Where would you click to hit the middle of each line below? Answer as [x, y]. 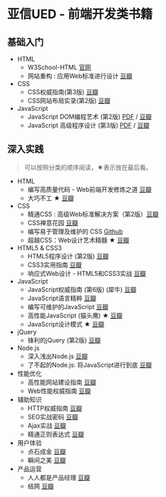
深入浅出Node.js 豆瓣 [58, 356]
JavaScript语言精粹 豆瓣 [62, 298]
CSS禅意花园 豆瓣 [53, 223]
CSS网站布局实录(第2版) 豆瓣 [69, 101]
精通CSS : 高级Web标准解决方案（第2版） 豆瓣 [93, 214]
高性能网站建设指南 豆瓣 [62, 382]
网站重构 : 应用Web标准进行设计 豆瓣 [80, 76]
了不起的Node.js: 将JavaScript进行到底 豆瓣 [90, 365]
